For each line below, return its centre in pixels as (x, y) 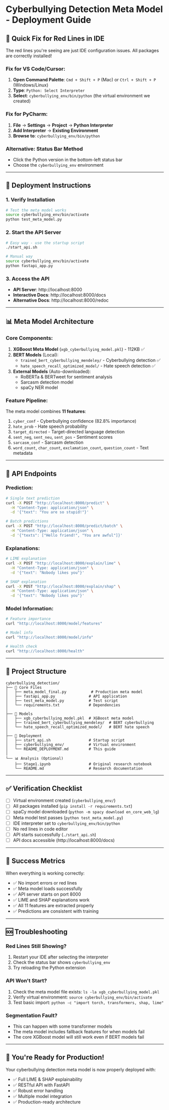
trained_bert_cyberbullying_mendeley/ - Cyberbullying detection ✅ (91, 360)
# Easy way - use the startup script (45, 243)
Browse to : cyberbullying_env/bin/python (56, 136)
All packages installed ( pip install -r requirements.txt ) (72, 806)
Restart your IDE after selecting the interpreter (60, 957)
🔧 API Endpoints (31, 474)
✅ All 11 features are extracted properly (53, 905)
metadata (23, 453)
